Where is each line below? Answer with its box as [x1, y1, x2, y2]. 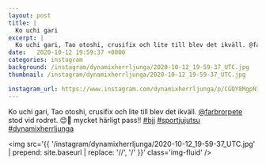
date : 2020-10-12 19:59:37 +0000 [8, 48, 126, 56]
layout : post [8, 11, 51, 20]
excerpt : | [8, 33, 44, 42]
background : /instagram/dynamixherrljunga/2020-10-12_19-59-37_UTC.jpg [8, 63, 249, 71]
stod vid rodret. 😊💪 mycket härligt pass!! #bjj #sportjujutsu [8, 115, 200, 125]
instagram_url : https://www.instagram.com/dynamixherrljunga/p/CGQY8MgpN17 [8, 85, 264, 93]
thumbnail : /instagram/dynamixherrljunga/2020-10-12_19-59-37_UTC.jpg [8, 71, 246, 79]
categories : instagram [8, 56, 83, 64]
